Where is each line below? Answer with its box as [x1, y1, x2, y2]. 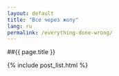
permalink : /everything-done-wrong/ [7, 29, 113, 36]
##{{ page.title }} [7, 48, 55, 56]
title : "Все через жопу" [7, 16, 79, 23]
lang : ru [7, 23, 33, 29]
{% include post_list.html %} [7, 61, 89, 69]
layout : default [7, 10, 54, 17]
